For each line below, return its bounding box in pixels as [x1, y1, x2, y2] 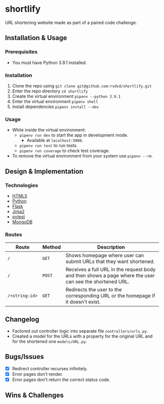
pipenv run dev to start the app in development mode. [19, 132, 128, 138]
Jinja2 [12, 208, 25, 214]
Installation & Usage [5, 34, 67, 42]
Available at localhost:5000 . [26, 137, 83, 143]
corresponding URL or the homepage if [65, 292, 155, 299]
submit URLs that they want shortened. [65, 258, 155, 265]
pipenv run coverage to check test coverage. [19, 148, 110, 154]
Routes [5, 231, 22, 238]
